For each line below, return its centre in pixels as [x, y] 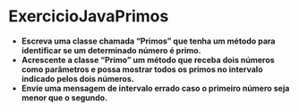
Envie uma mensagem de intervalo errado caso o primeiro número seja [155, 88]
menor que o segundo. [64, 97]
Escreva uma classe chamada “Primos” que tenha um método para [148, 41]
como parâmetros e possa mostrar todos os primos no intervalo [142, 69]
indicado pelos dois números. [78, 78]
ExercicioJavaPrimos [89, 16]
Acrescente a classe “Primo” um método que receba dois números [148, 60]
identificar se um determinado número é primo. [111, 50]
